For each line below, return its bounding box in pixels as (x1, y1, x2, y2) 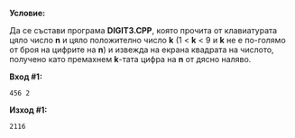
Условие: (9, 8, 46, 18)
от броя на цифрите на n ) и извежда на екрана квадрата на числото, (9, 44, 274, 55)
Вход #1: (9, 71, 43, 82)
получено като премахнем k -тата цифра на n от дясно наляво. (9, 54, 252, 64)
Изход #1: (9, 105, 48, 115)
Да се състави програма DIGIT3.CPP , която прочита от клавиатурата (9, 25, 278, 35)
